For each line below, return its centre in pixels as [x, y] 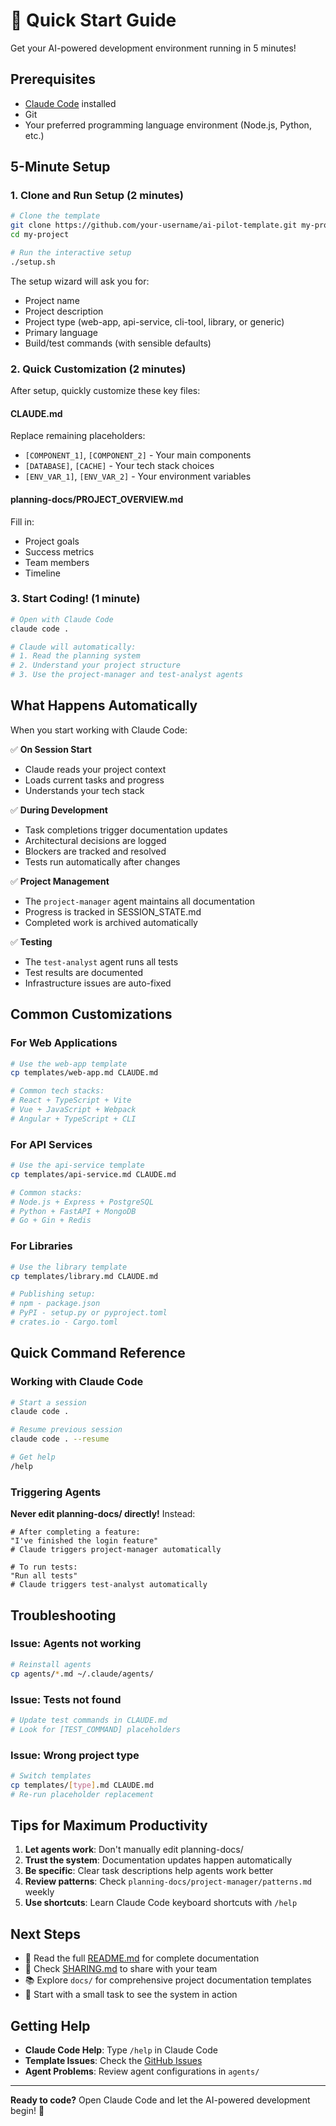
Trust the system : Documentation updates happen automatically [158, 1860]
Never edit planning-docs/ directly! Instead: [103, 1514]
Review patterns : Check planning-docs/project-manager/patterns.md [168, 1881]
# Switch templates [51, 1775]
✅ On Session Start [51, 749]
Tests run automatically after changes [102, 861]
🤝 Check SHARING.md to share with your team [121, 1969]
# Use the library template [69, 1267]
